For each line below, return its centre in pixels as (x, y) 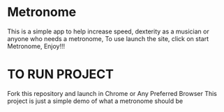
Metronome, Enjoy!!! (36, 46)
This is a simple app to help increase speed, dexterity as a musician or (108, 31)
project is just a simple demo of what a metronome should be (95, 101)
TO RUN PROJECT (60, 74)
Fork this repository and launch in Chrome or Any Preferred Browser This (112, 93)
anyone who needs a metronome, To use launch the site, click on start (108, 38)
